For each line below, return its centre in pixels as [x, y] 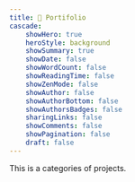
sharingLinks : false [64, 117]
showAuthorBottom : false [72, 101]
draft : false [50, 143]
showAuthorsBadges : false [74, 109]
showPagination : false [68, 134]
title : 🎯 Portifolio [48, 17]
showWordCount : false [66, 68]
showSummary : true [60, 51]
